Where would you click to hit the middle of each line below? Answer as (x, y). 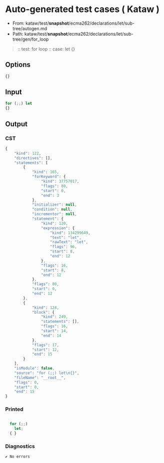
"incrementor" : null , (54, 214)
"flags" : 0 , (26, 382)
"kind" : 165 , (45, 172)
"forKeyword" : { (49, 177)
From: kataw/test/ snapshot (40, 23)
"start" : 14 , (54, 331)
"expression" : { (58, 228)
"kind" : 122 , (28, 153)
